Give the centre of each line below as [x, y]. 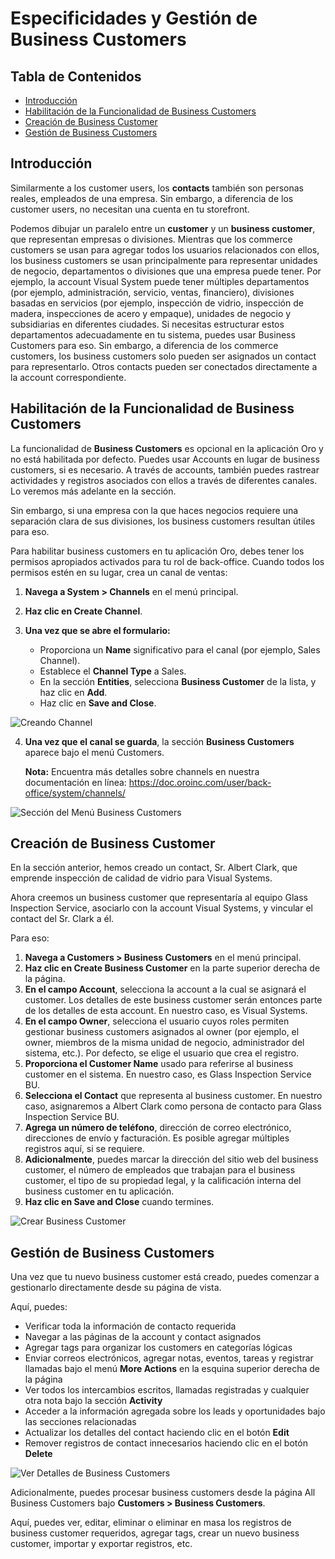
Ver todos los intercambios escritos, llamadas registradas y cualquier [167, 1390]
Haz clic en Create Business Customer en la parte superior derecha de [172, 968]
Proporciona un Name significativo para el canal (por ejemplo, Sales [180, 649]
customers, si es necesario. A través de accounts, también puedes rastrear [165, 469]
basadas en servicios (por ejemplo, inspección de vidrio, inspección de [157, 303]
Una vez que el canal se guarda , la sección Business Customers [159, 741]
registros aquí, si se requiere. [84, 1149]
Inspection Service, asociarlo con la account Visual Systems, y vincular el [161, 908]
